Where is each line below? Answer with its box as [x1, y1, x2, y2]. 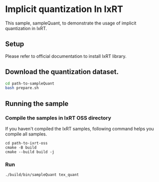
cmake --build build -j [5, 149, 55, 154]
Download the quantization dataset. [5, 67, 119, 76]
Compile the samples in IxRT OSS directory [5, 114, 111, 121]
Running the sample [5, 99, 69, 108]
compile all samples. [5, 131, 47, 137]
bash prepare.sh [5, 85, 39, 90]
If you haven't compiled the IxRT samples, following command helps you [5, 126, 155, 131]
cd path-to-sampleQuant [5, 81, 55, 86]
